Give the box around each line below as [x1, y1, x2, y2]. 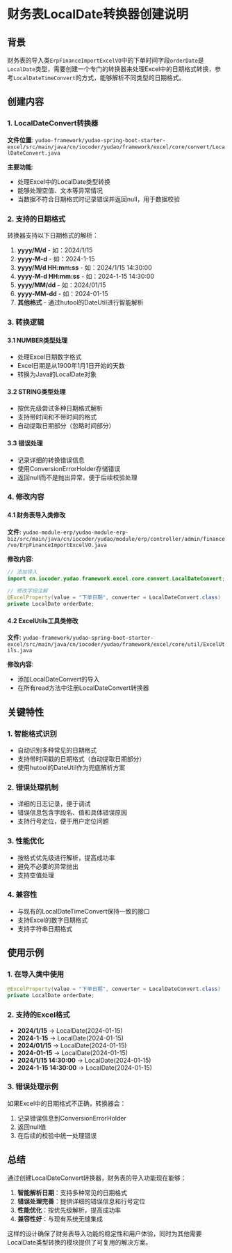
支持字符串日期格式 [17, 924, 73, 932]
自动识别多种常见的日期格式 [17, 746, 97, 754]
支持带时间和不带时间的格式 [17, 413, 97, 422]
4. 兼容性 [7, 890, 38, 900]
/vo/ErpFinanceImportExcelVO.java [7, 541, 108, 548]
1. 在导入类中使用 [7, 969, 65, 979]
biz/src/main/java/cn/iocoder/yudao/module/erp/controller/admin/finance [7, 535, 226, 542]
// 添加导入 [7, 569, 38, 576]
